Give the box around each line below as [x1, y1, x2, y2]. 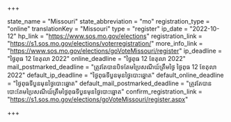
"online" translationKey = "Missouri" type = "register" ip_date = [7, 25, 189, 33]
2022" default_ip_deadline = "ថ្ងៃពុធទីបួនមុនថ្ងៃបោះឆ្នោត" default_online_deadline [7, 71, 224, 79]
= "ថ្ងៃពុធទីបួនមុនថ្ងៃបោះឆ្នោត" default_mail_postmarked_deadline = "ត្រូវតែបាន [7, 79, 212, 87]
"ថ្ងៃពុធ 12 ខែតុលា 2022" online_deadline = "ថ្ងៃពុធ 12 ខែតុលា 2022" [7, 55, 186, 62]
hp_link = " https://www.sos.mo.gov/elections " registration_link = [17, 32, 203, 40]
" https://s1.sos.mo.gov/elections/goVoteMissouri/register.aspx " [7, 95, 189, 103]
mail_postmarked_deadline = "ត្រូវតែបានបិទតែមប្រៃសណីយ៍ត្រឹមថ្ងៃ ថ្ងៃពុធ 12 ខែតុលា [7, 63, 217, 71]
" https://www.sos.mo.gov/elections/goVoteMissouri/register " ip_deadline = [7, 46, 223, 55]
